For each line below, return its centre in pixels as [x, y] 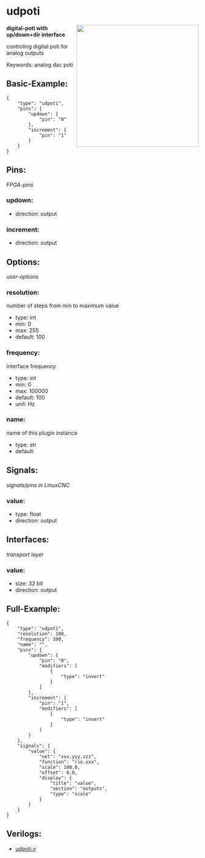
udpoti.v [26, 848]
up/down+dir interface [36, 34]
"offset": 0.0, [58, 773]
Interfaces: [28, 540]
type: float [28, 514]
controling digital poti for [37, 46]
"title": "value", [73, 783]
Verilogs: [24, 834]
